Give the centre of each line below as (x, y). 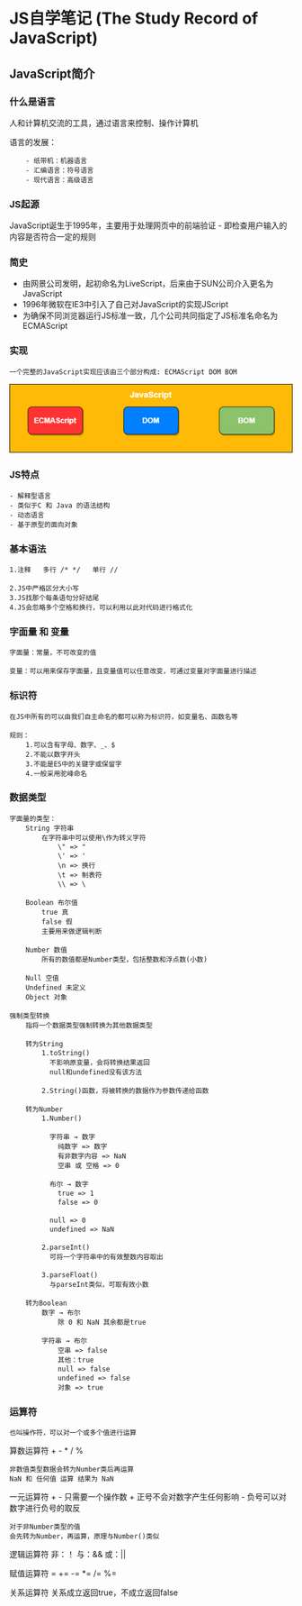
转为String (44, 1044)
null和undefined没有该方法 (96, 1072)
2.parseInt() (66, 1247)
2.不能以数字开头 (53, 754)
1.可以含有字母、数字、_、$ (71, 744)
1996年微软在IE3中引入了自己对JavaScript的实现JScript (125, 305)
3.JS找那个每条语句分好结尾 (54, 598)
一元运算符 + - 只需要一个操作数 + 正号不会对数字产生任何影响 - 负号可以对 (148, 1497)
